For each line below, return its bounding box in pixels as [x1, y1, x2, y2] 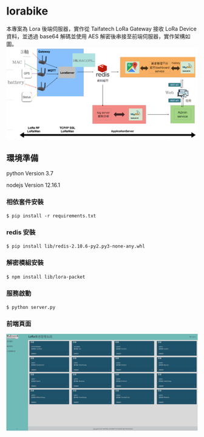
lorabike [6, 4, 49, 18]
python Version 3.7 [6, 169, 53, 177]
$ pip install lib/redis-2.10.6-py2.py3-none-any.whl [6, 243, 146, 249]
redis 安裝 [6, 228, 36, 237]
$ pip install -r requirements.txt [6, 213, 97, 219]
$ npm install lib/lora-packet [6, 274, 86, 280]
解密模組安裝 [6, 259, 44, 267]
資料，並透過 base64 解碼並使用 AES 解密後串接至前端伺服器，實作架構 [6, 32, 185, 40]
